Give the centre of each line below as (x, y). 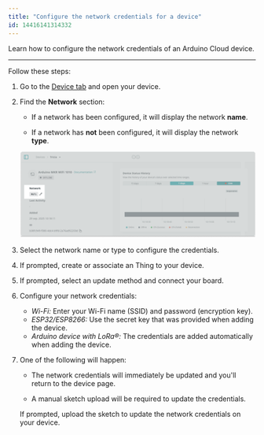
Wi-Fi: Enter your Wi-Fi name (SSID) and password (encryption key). (142, 310)
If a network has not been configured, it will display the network (135, 132)
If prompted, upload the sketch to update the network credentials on (130, 414)
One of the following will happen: (73, 359)
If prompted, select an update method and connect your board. (121, 281)
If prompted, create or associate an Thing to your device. (112, 265)
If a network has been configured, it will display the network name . (139, 117)
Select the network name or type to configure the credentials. (119, 250)
